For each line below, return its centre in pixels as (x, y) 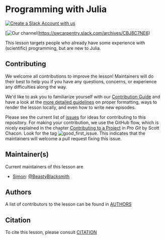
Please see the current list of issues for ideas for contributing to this (75, 117)
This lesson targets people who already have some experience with (75, 43)
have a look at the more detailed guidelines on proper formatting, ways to (81, 102)
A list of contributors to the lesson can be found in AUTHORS (68, 204)
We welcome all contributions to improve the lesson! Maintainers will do (79, 76)
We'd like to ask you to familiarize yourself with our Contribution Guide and (83, 96)
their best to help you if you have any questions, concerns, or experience (81, 81)
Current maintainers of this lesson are (44, 166)
